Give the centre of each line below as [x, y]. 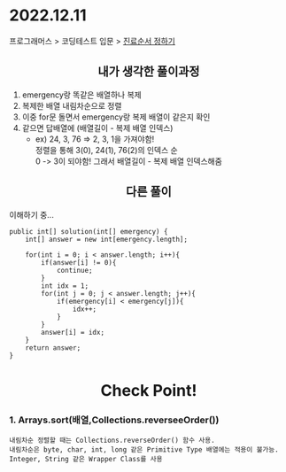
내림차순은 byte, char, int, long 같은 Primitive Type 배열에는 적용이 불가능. [144, 450]
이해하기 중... [32, 214]
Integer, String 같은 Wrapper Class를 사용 [86, 460]
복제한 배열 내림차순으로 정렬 [72, 105]
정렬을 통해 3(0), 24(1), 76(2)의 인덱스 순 [107, 150]
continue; [74, 270]
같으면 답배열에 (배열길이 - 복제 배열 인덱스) [97, 128]
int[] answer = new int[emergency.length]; [107, 239]
